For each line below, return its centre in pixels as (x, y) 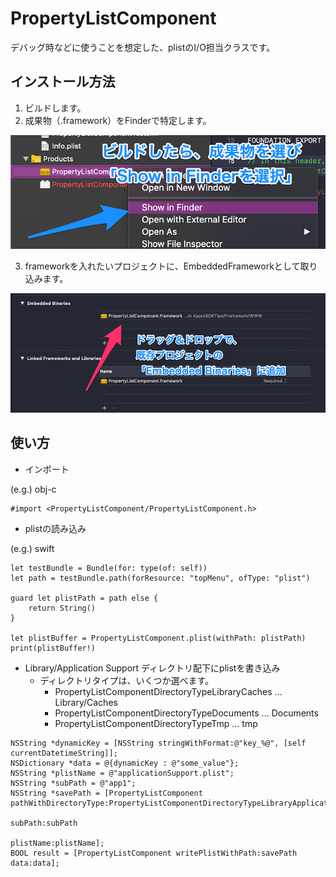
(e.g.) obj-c (33, 489)
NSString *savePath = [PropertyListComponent (106, 793)
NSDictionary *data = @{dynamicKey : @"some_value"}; (125, 763)
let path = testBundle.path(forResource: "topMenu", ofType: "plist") (160, 578)
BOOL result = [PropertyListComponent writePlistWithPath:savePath (154, 853)
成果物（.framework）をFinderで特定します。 (118, 120)
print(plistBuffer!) (53, 648)
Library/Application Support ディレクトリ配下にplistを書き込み (152, 668)
